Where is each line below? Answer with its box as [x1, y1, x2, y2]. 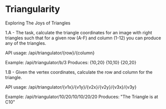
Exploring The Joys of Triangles [5, 20, 71, 26]
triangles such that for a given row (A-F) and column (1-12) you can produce [5, 35, 161, 41]
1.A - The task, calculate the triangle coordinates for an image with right [5, 29, 153, 35]
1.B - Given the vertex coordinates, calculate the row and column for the [5, 69, 153, 75]
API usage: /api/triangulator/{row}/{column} [5, 50, 95, 56]
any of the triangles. [5, 40, 46, 46]
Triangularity [5, 3, 60, 15]
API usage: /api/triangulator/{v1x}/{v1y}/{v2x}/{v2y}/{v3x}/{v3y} [5, 84, 137, 90]
